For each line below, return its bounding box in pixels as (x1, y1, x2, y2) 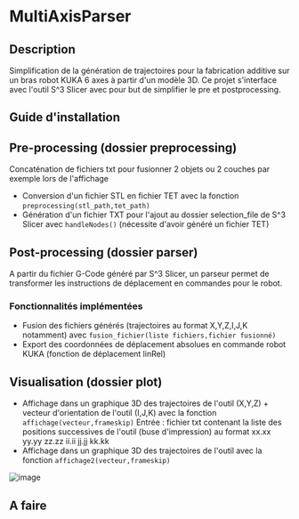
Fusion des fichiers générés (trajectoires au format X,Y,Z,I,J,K (21, 320, 248, 331)
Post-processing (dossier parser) (9, 245, 198, 260)
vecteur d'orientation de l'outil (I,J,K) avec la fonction (21, 408, 217, 418)
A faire (9, 498, 47, 513)
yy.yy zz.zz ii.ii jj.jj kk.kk (21, 436, 109, 447)
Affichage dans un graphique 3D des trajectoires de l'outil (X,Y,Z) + (21, 398, 270, 409)
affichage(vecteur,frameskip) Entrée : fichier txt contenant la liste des (21, 417, 282, 428)
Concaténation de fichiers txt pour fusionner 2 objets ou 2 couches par (9, 164, 271, 174)
